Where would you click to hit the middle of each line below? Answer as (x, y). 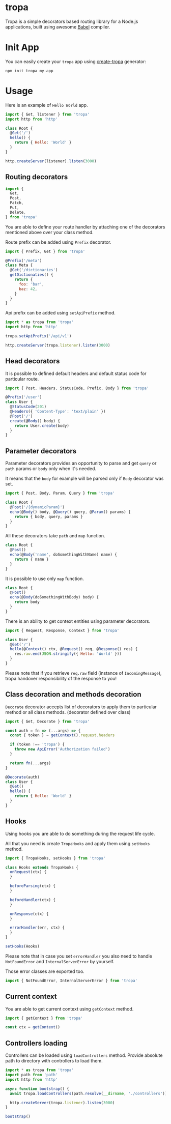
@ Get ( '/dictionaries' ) (34, 270)
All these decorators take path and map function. (55, 536)
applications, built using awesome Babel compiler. (58, 26)
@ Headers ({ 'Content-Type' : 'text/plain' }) (58, 412)
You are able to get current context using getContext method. (69, 1008)
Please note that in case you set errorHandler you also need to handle (79, 956)
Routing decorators (37, 177)
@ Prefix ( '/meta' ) (24, 261)
